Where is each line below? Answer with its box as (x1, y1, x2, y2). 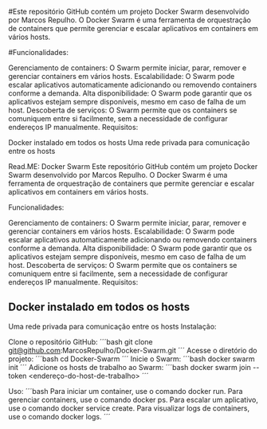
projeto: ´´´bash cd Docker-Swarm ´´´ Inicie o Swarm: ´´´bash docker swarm (8, 354, 255, 364)
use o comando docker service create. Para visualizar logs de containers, (8, 403, 249, 413)
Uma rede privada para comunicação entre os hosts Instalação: (8, 321, 217, 331)
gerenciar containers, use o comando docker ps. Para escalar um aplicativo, (8, 395, 259, 404)
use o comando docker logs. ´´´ (8, 411, 111, 421)
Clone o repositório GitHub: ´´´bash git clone (8, 337, 153, 346)
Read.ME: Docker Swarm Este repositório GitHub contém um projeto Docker (8, 162, 258, 171)
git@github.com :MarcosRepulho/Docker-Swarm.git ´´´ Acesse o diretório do (8, 345, 257, 355)
